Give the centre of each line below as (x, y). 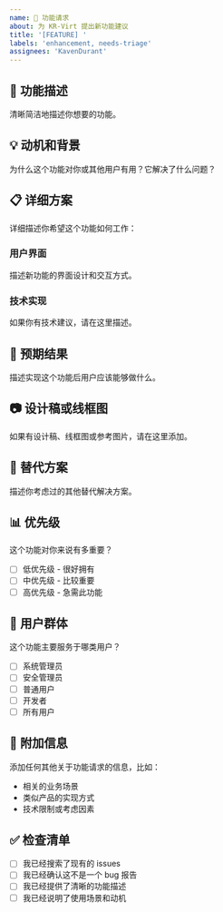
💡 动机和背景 (45, 146)
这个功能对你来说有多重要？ (61, 550)
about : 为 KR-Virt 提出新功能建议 (69, 26)
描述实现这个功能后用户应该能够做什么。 (85, 377)
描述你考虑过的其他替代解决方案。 (73, 491)
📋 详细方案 (41, 201)
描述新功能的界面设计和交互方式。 (73, 275)
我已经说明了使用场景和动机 (74, 897)
